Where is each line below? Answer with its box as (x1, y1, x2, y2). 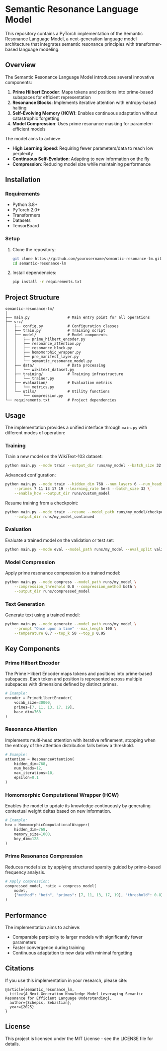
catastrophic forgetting (12, 115, 60, 121)
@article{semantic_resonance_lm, (5, 987, 75, 992)
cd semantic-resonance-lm (12, 261, 66, 266)
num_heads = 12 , (14, 766, 43, 771)
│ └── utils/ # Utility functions (5, 389, 110, 394)
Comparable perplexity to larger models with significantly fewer (12, 934, 143, 940)
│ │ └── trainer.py (5, 376, 55, 381)
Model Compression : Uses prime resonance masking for (12, 120, 130, 126)
